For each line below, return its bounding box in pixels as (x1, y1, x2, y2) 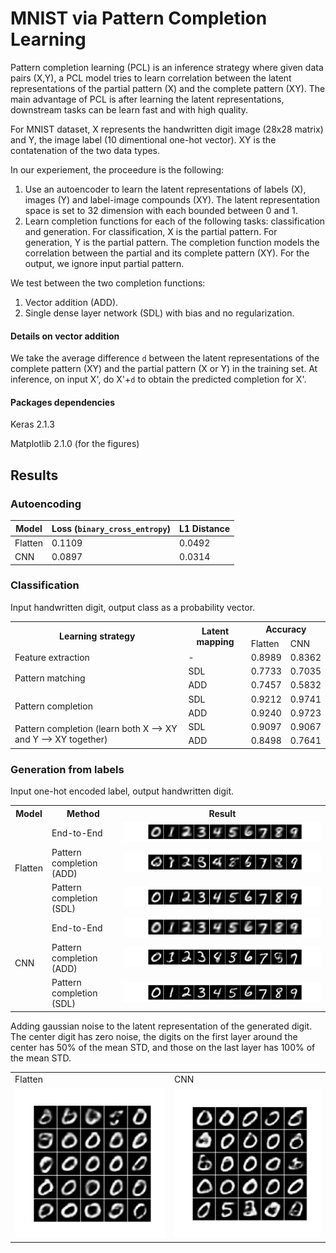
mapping (196, 635, 235, 647)
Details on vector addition (10, 330, 120, 342)
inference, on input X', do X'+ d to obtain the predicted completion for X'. (10, 373, 307, 386)
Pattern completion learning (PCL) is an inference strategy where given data (10, 61, 324, 73)
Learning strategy (59, 630, 136, 642)
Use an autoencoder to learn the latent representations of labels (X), (24, 183, 307, 195)
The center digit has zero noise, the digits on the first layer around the (10, 1030, 298, 1042)
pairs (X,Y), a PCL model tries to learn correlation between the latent (10, 72, 292, 84)
